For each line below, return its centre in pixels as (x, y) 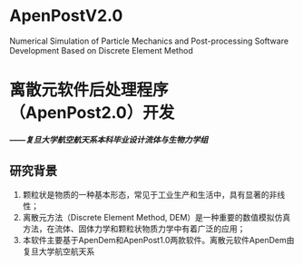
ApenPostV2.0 (66, 16)
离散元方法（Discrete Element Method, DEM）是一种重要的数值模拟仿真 (156, 217)
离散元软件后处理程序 (89, 90)
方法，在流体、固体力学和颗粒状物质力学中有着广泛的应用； (134, 229)
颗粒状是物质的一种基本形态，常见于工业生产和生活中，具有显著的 (146, 194)
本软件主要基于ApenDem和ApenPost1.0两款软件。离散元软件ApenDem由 (158, 240)
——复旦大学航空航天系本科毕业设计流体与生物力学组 (109, 139)
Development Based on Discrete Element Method (101, 50)
